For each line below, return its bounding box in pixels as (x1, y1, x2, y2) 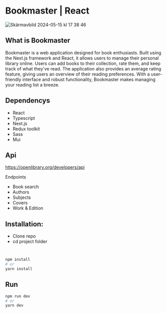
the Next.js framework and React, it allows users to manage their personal (5, 55, 159, 61)
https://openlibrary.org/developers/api (5, 164, 85, 171)
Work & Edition (12, 205, 44, 211)
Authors (12, 189, 29, 195)
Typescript (12, 115, 35, 121)
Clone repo (12, 233, 36, 239)
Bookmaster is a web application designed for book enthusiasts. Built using (5, 49, 161, 55)
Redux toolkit (12, 126, 40, 132)
